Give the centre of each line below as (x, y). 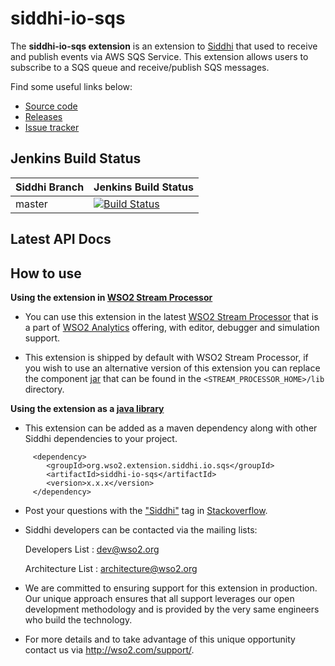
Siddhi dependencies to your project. (101, 438)
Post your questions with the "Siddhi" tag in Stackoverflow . (146, 510)
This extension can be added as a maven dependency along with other (171, 428)
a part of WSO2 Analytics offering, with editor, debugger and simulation (172, 327)
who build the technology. (78, 619)
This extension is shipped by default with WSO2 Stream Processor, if (166, 357)
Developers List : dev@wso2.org (92, 549)
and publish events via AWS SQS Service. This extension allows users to (159, 56)
